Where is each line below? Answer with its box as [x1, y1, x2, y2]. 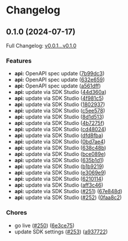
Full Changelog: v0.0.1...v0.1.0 [6, 42, 77, 49]
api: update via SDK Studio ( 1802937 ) [14, 101, 105, 108]
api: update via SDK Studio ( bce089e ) [14, 151, 106, 158]
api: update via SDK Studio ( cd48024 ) [14, 126, 106, 133]
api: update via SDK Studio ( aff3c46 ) [14, 181, 104, 188]
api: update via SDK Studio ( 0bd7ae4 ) [14, 138, 106, 145]
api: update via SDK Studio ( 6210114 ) [14, 176, 104, 183]
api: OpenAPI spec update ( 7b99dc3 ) [14, 70, 105, 77]
